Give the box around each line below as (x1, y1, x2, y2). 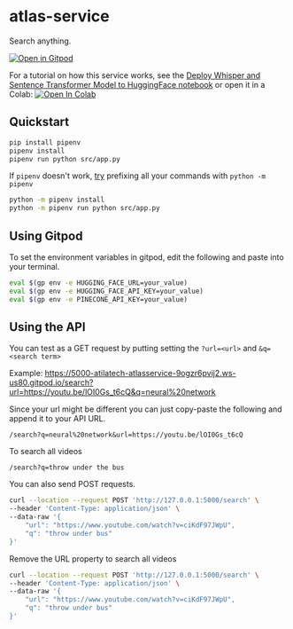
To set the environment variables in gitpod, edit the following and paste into (9, 251, 285, 263)
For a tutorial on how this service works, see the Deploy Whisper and (9, 69, 261, 81)
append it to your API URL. (9, 413, 106, 424)
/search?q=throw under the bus (9, 463, 125, 472)
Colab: (9, 89, 34, 99)
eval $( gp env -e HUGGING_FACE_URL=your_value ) (9, 278, 189, 287)
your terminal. (9, 261, 60, 271)
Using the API (9, 319, 86, 334)
